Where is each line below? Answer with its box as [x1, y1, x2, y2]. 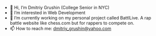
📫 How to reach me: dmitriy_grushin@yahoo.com [9, 26, 111, 31]
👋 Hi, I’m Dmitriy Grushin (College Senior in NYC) [9, 5, 110, 10]
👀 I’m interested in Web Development [9, 10, 86, 16]
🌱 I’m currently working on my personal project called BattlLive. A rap [9, 15, 152, 20]
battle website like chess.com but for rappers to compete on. [9, 20, 135, 26]
